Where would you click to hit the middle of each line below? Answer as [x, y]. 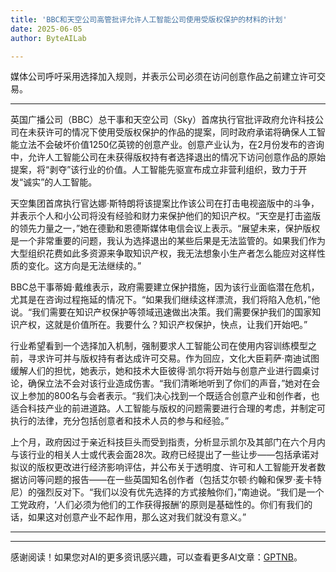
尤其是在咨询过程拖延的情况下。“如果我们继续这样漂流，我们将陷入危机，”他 [165, 300]
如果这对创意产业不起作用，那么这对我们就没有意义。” [137, 517]
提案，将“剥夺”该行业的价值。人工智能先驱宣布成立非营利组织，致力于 [154, 170]
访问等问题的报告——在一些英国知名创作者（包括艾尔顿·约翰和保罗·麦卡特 [170, 480]
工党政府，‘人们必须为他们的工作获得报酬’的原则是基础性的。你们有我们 [157, 505]
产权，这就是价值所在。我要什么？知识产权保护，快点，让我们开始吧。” [163, 325]
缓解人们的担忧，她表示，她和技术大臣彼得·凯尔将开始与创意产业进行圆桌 [161, 371]
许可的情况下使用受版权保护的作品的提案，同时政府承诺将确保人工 [180, 132]
